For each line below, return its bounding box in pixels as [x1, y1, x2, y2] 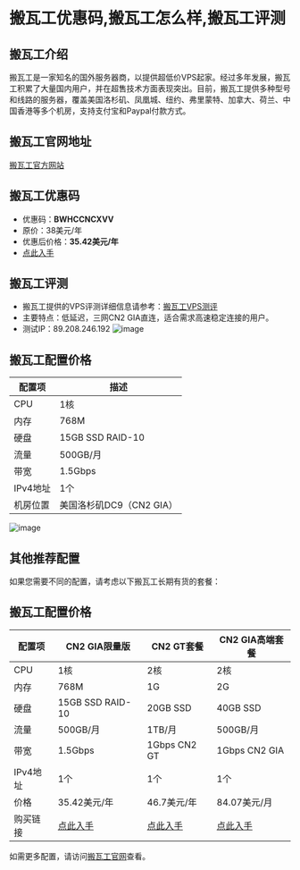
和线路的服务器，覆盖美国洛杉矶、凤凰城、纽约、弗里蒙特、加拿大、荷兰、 [9, 95, 283, 105]
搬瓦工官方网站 [9, 159, 64, 170]
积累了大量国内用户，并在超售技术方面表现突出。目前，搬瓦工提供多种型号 [16, 83, 291, 94]
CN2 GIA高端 [219, 633, 275, 646]
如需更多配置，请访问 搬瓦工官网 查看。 [9, 850, 150, 861]
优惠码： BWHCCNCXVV [21, 214, 114, 224]
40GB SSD [216, 701, 262, 714]
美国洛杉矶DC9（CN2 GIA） [59, 499, 179, 511]
